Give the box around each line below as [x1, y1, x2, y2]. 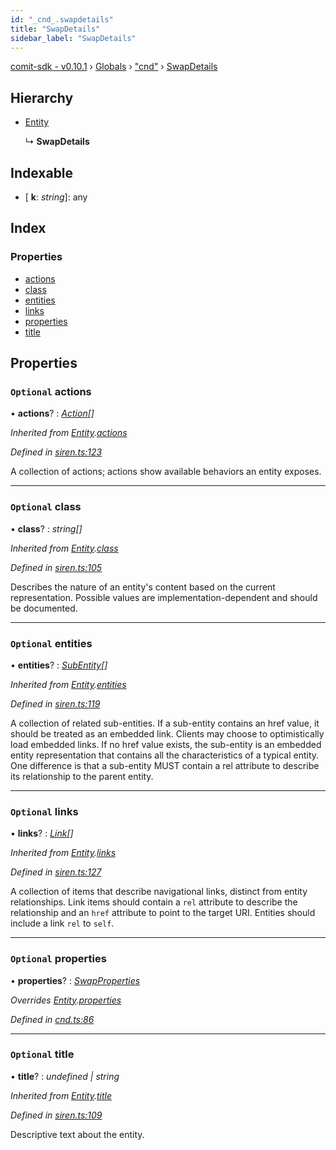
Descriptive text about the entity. [10, 1128, 145, 1140]
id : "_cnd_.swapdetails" [10, 14, 114, 25]
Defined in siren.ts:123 [10, 446, 103, 458]
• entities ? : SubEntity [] [10, 659, 108, 671]
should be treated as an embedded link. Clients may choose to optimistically [10, 727, 325, 740]
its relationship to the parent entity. [10, 770, 154, 782]
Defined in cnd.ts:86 [10, 1013, 95, 1025]
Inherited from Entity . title [10, 1089, 112, 1101]
